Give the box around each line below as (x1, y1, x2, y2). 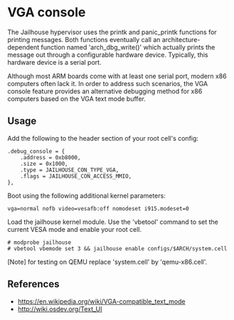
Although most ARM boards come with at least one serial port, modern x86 (7, 72, 227, 80)
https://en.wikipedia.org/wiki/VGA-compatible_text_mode (17, 297, 186, 306)
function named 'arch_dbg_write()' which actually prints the (41, 43, 216, 51)
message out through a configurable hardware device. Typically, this (7, 50, 208, 59)
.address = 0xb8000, (20, 154, 81, 161)
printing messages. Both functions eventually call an (7, 35, 161, 43)
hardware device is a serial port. (7, 58, 102, 66)
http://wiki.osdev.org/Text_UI (17, 304, 102, 313)
